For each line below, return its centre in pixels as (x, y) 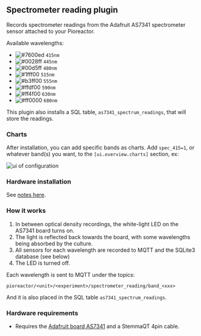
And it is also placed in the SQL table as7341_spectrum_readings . (87, 297)
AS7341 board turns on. (45, 231)
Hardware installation (39, 182)
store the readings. (30, 118)
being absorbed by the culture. (54, 243)
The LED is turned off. (43, 263)
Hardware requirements (42, 313)
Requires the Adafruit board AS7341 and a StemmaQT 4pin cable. (97, 326)
